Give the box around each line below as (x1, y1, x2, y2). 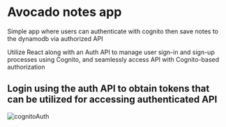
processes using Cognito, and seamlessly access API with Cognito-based (7, 55, 220, 63)
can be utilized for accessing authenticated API (7, 94, 218, 105)
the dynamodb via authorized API (7, 34, 103, 42)
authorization (7, 62, 45, 71)
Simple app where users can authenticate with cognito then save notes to (7, 27, 218, 35)
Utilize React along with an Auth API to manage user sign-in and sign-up (7, 48, 215, 56)
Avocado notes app (7, 4, 122, 20)
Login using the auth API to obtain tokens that (7, 83, 210, 94)
